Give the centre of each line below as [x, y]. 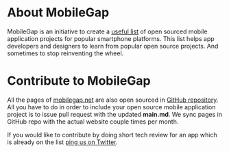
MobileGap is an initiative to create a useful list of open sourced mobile [107, 31]
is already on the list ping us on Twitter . [62, 142]
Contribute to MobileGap [79, 81]
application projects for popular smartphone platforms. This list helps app [111, 38]
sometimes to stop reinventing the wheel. [65, 53]
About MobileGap [58, 13]
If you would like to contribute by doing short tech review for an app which [112, 135]
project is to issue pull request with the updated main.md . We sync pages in [115, 114]
